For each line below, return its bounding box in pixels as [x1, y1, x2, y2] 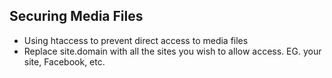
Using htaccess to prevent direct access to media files [23, 34, 249, 46]
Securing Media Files [9, 8, 144, 25]
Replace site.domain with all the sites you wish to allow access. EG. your [23, 45, 322, 57]
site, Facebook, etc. [23, 55, 106, 68]
